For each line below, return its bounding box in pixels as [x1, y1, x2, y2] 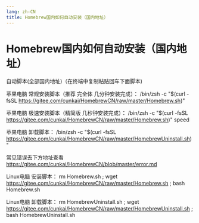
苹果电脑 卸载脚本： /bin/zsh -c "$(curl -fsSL [6, 129, 117, 136]
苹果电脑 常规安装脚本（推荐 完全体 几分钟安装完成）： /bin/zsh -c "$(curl [6, 90, 186, 97]
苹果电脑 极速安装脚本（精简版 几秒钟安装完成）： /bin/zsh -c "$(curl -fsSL [6, 109, 188, 117]
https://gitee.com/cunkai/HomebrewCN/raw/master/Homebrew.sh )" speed [6, 116, 189, 123]
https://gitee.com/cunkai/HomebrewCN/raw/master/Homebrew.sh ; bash [6, 180, 185, 187]
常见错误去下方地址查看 [6, 154, 64, 161]
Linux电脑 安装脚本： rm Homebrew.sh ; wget [6, 173, 118, 180]
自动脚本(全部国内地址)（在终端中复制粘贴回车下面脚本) [6, 78, 143, 85]
